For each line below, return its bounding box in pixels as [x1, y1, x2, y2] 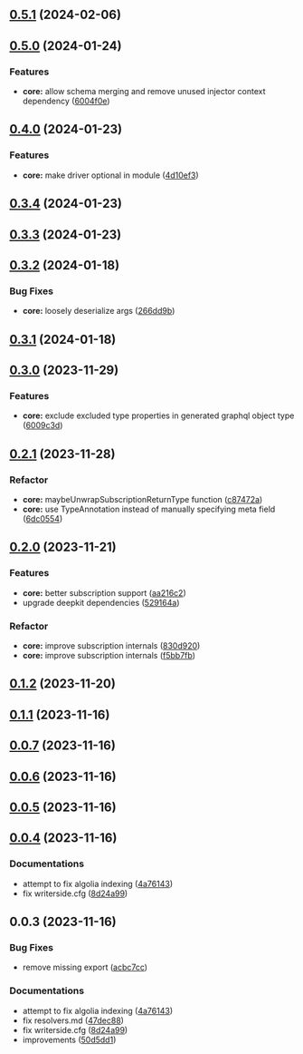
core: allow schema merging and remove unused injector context [22, 86, 266, 97]
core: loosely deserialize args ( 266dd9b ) [22, 306, 175, 317]
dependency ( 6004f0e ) [22, 95, 110, 107]
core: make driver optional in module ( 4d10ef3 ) [22, 170, 199, 181]
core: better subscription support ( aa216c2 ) [22, 587, 187, 598]
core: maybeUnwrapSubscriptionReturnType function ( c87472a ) [22, 494, 263, 504]
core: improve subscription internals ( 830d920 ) [22, 639, 201, 651]
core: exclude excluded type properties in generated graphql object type [22, 410, 295, 421]
